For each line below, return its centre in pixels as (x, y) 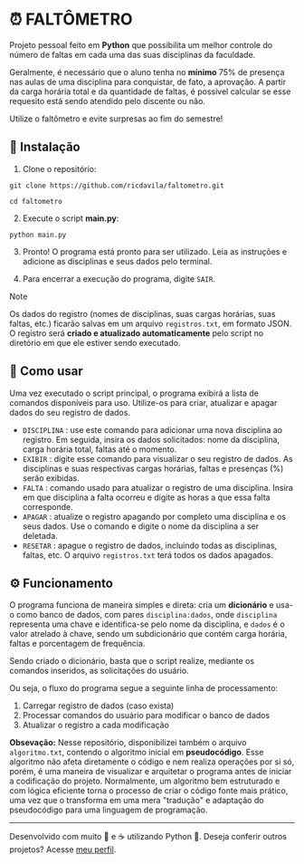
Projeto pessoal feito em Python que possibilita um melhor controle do (141, 44)
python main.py (38, 235)
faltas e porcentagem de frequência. (77, 644)
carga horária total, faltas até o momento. (100, 449)
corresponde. (48, 506)
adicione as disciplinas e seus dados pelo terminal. (117, 261)
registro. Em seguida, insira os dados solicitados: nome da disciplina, (151, 439)
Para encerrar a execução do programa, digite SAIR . (119, 278)
